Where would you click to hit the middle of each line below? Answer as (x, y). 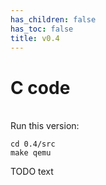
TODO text (32, 172)
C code (40, 87)
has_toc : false (42, 29)
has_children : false (53, 19)
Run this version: (45, 126)
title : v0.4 (35, 38)
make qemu (31, 153)
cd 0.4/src (33, 144)
